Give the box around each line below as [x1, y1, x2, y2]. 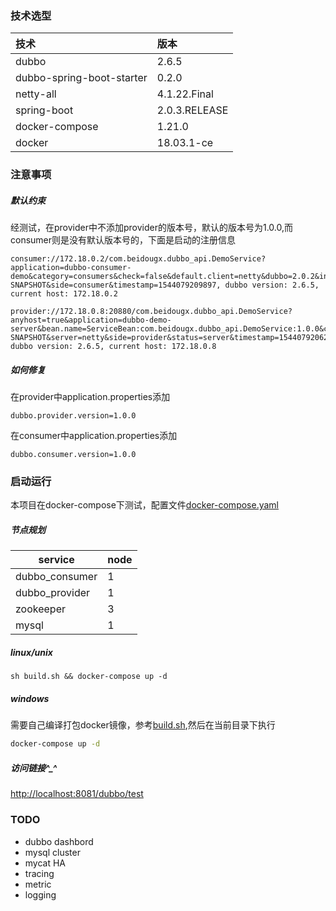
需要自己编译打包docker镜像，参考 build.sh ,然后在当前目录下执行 [10, 719, 276, 731]
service [38, 553, 75, 567]
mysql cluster [24, 846, 81, 858]
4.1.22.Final [156, 87, 214, 101]
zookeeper [15, 602, 67, 616]
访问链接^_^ [10, 762, 58, 774]
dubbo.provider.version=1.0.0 [10, 411, 137, 421]
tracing [24, 867, 55, 879]
